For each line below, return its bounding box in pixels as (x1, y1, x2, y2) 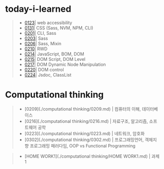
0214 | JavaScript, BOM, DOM (24, 51, 85, 57)
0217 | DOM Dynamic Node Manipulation (24, 61, 106, 67)
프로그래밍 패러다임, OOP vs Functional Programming (30, 142, 135, 148)
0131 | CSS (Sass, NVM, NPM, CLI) (24, 25, 94, 30)
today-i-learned (5, 3, 71, 15)
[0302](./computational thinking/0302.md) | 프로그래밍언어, (24, 137, 144, 142)
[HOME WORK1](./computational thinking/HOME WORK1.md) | (24, 153, 151, 159)
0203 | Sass (24, 35, 48, 41)
